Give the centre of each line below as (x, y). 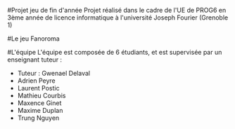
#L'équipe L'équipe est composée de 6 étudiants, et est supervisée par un (115, 52)
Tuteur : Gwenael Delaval (53, 73)
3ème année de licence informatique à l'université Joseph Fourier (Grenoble (118, 18)
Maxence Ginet (39, 103)
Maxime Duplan (40, 110)
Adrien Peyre (37, 81)
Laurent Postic (38, 88)
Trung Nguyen (38, 118)
